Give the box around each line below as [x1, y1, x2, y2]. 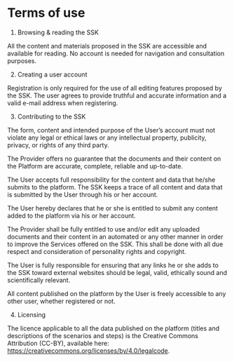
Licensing [17, 310, 46, 319]
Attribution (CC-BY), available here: [7, 339, 110, 347]
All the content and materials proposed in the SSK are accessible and [7, 41, 207, 50]
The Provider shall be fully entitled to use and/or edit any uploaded [7, 224, 200, 233]
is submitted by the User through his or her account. [7, 190, 158, 199]
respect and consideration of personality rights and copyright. [7, 247, 187, 255]
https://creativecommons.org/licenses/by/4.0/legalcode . [7, 346, 170, 355]
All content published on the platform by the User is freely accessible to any [7, 289, 226, 297]
